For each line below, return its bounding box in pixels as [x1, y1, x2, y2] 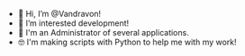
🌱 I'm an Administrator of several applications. [17, 28, 189, 37]
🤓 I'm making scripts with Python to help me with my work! [17, 36, 237, 47]
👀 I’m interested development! [17, 18, 130, 28]
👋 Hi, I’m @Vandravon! [17, 9, 102, 19]
